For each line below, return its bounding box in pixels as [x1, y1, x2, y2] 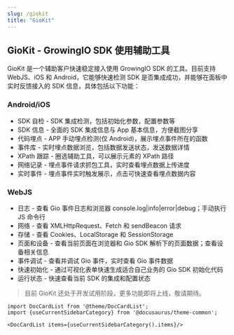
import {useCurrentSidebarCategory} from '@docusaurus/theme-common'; [7, 309, 218, 316]
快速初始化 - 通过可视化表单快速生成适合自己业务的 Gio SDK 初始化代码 [17, 265, 223, 273]
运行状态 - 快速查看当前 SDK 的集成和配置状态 [17, 274, 151, 282]
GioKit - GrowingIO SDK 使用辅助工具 [7, 44, 170, 56]
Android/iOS [7, 100, 50, 109]
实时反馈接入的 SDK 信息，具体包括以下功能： [7, 82, 140, 90]
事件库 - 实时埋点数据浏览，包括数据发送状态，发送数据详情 [17, 143, 191, 151]
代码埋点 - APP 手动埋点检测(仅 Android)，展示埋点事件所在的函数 [17, 134, 208, 142]
